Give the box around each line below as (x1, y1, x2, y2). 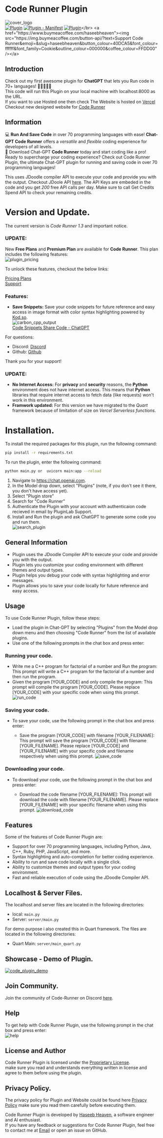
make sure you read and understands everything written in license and (5, 1065, 147, 1071)
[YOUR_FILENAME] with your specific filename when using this (19, 802, 146, 807)
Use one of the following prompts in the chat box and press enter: (12, 640, 145, 646)
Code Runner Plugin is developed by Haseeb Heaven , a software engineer (5, 1112, 155, 1118)
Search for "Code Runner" (12, 498, 65, 504)
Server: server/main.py (12, 916, 59, 922)
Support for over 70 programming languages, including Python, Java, (12, 844, 152, 849)
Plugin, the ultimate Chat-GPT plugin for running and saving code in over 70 (5, 159, 158, 165)
